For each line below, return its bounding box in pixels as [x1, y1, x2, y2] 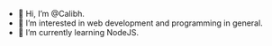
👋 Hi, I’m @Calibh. [17, 9, 86, 19]
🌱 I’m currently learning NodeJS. [17, 27, 140, 37]
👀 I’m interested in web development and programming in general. [17, 18, 263, 28]
